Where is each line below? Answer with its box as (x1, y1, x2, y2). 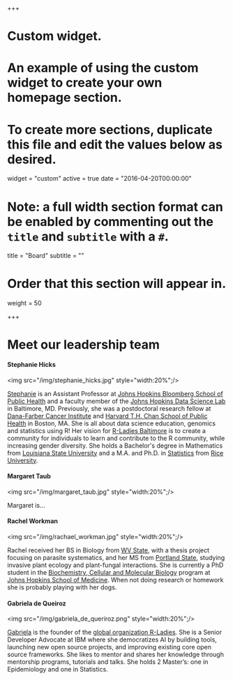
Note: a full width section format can (7, 199, 223, 215)
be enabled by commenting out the (7, 213, 214, 229)
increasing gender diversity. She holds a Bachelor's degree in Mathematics (7, 441, 223, 450)
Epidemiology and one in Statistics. (7, 665, 108, 674)
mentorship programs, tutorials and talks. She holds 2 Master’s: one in (7, 658, 209, 666)
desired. (7, 151, 57, 167)
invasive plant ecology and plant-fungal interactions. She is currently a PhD (7, 561, 224, 569)
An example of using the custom (7, 60, 199, 76)
